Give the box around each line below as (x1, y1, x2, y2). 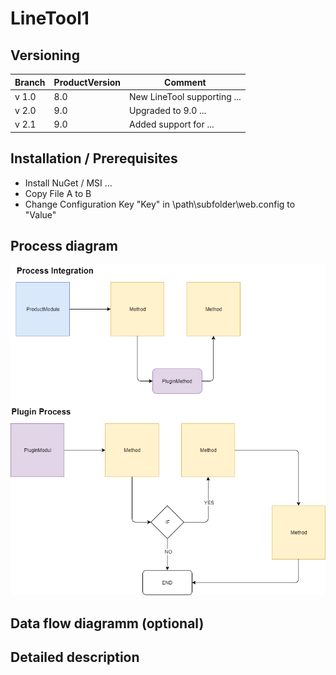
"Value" (24, 208, 57, 221)
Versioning (10, 47, 80, 64)
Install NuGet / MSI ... (24, 177, 113, 189)
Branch (14, 76, 46, 88)
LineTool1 (10, 7, 90, 30)
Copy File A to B (24, 187, 92, 199)
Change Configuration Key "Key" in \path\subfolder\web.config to (24, 198, 296, 210)
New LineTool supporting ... (129, 90, 242, 102)
